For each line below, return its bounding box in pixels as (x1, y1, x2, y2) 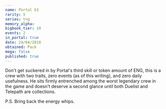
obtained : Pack (5, 44, 37, 49)
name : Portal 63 (5, 7, 39, 12)
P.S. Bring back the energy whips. (5, 98, 75, 104)
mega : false (5, 49, 30, 54)
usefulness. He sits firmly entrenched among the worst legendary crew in (5, 78, 156, 84)
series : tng (5, 16, 30, 21)
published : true (5, 53, 39, 59)
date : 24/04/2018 (5, 40, 41, 45)
